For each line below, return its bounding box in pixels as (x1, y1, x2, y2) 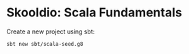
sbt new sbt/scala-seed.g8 (6, 40, 84, 47)
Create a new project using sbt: (6, 27, 95, 36)
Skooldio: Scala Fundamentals (6, 5, 182, 21)
